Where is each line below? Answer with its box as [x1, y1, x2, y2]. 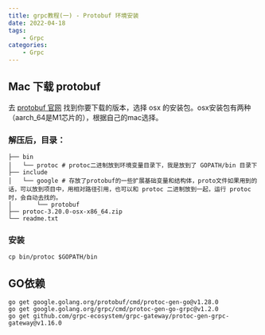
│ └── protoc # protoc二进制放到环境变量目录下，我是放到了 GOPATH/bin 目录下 [8, 162, 258, 169]
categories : [8, 41, 48, 49]
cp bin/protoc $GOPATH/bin [8, 253, 98, 261]
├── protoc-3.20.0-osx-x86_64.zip [8, 208, 123, 216]
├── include [8, 169, 48, 177]
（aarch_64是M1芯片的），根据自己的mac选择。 [8, 112, 163, 122]
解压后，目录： [8, 134, 66, 146]
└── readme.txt [8, 215, 59, 223]
